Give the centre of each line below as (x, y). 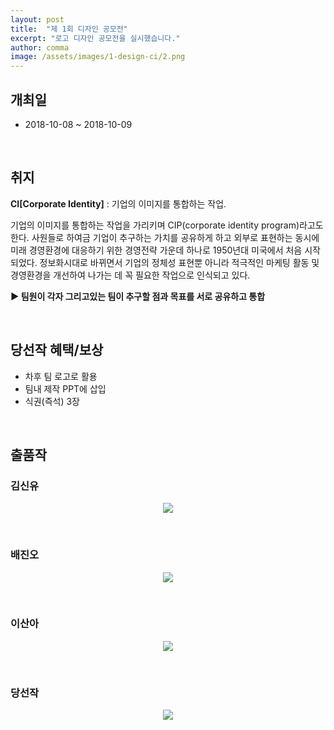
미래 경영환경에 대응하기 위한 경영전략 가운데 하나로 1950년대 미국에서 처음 (156, 250)
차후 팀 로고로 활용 (61, 376)
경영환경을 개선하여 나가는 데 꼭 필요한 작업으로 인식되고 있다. (130, 275)
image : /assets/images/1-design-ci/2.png (98, 57)
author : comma (40, 47)
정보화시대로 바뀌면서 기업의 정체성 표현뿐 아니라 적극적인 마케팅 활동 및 (179, 262)
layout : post (37, 19)
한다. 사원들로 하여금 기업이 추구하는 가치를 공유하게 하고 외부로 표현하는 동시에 (165, 237)
